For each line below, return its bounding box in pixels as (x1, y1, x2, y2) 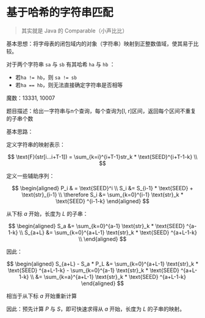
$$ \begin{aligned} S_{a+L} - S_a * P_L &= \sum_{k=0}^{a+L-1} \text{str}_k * (6, 260, 199, 267)
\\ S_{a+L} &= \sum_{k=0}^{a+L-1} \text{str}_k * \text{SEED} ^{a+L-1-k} (19, 229, 197, 236)
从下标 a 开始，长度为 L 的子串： (6, 210, 88, 217)
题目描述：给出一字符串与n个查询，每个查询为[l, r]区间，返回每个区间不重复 (6, 107, 196, 114)
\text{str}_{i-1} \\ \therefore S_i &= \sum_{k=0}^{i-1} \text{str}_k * (21, 191, 184, 198)
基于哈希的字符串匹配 (6, 6, 114, 20)
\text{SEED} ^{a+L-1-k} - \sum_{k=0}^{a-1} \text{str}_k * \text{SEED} (7, 267, 180, 274)
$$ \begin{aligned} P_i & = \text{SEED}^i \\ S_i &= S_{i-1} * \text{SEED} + (12, 184, 193, 191)
